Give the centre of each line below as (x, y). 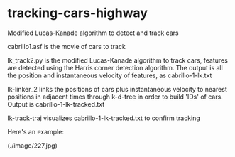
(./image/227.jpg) (33, 145)
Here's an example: (35, 131)
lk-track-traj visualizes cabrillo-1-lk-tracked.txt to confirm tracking (104, 118)
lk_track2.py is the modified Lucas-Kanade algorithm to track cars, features (118, 60)
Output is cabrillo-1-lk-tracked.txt (56, 104)
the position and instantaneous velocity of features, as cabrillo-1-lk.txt (110, 75)
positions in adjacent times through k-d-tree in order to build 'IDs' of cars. (115, 97)
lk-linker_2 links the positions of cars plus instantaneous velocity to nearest (117, 89)
